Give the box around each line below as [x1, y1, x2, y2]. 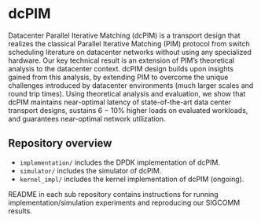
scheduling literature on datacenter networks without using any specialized [8, 47, 252, 56]
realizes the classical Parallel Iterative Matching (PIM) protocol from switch [8, 38, 250, 48]
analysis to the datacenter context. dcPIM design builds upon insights [8, 64, 234, 73]
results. [8, 206, 33, 216]
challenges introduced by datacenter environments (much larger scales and [8, 80, 254, 90]
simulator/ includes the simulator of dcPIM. [19, 166, 162, 175]
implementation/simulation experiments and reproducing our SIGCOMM [8, 198, 241, 207]
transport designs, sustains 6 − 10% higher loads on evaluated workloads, [8, 105, 248, 115]
